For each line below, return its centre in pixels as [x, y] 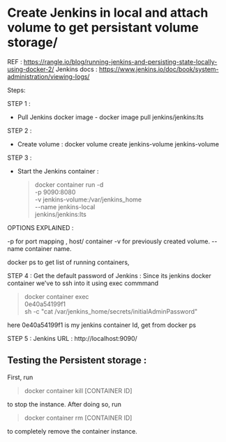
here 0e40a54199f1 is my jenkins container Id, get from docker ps [102, 325]
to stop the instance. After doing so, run [65, 404]
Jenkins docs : [76, 69]
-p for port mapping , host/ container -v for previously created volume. [109, 241]
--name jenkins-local [65, 206]
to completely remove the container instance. [72, 431]
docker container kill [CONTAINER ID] [78, 390]
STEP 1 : [19, 103]
